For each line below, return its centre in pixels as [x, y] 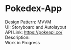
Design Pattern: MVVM [28, 22]
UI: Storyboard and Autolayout [36, 27]
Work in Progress [23, 42]
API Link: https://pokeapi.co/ [34, 32]
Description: [17, 37]
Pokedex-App [34, 8]
